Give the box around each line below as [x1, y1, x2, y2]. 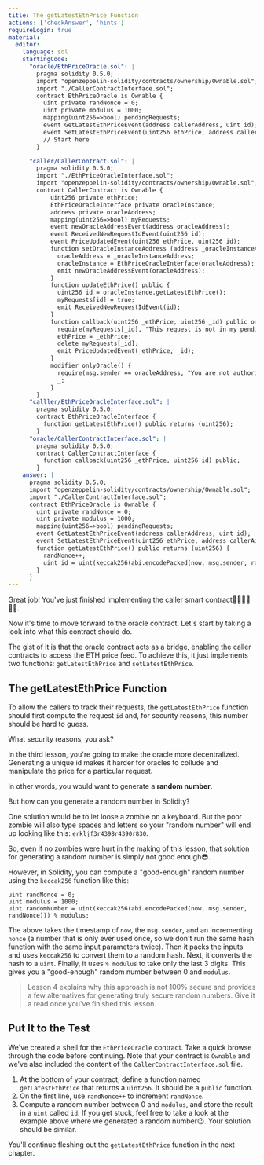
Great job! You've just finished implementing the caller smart [8, 595, 204, 605]
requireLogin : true [8, 26, 72, 34]
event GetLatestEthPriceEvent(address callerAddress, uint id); [36, 529, 251, 538]
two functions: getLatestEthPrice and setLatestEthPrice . [8, 659, 195, 669]
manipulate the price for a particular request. [8, 766, 153, 775]
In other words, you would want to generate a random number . [8, 781, 213, 790]
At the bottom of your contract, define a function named [19, 1074, 202, 1084]
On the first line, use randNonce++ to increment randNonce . [19, 1091, 204, 1101]
